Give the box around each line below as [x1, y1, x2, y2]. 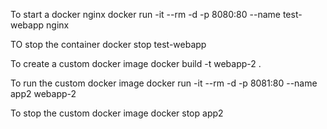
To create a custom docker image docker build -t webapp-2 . [10, 58, 262, 69]
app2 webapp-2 [10, 88, 77, 99]
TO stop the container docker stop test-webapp [10, 39, 207, 50]
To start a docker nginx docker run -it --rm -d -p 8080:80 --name [10, 9, 281, 20]
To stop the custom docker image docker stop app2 [10, 107, 224, 119]
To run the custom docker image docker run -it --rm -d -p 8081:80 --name [10, 77, 318, 89]
